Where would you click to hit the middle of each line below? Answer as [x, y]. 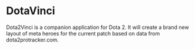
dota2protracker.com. [32, 40]
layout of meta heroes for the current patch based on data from [83, 33]
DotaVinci [31, 11]
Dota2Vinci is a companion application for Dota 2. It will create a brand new [98, 27]
